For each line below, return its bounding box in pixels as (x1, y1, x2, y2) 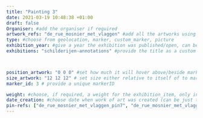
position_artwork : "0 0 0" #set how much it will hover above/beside (6, 69, 185, 75)
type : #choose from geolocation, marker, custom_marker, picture (6, 37, 174, 43)
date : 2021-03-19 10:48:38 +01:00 (6, 14, 94, 20)
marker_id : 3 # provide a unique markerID (6, 81, 115, 87)
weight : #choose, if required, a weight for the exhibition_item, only (6, 92, 190, 98)
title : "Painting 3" (6, 8, 59, 15)
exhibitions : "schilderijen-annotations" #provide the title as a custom (6, 48, 196, 54)
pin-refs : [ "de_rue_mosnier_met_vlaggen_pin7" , (6, 103, 129, 109)
